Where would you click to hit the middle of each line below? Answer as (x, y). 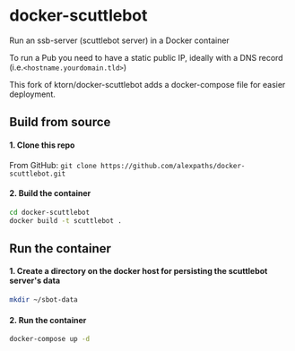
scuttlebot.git (38, 174)
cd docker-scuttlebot (50, 212)
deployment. (32, 94)
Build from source (60, 122)
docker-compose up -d (50, 339)
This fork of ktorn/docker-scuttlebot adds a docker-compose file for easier (147, 84)
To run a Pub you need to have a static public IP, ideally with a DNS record (147, 57)
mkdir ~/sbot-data (43, 300)
